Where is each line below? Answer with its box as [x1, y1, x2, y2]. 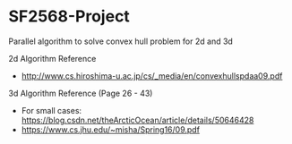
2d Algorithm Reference [8, 53, 97, 64]
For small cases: [21, 105, 82, 115]
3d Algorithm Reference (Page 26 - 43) [8, 88, 153, 98]
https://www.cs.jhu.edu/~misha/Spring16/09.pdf [21, 123, 201, 135]
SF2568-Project [8, 6, 131, 27]
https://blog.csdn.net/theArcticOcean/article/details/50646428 [21, 114, 254, 125]
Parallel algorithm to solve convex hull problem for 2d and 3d [8, 36, 234, 47]
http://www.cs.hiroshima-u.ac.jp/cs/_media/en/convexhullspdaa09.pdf [21, 70, 283, 81]
